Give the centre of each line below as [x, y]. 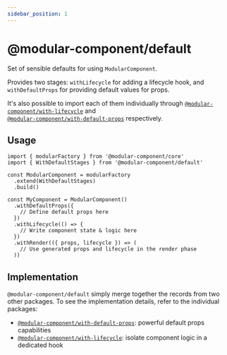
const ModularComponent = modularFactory [69, 175]
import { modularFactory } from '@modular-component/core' [96, 157]
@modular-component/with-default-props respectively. [85, 118]
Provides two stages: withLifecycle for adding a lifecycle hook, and [106, 82]
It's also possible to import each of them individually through [95, 103]
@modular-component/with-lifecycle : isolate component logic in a [112, 338]
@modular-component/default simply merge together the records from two [114, 294]
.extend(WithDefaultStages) [55, 181]
